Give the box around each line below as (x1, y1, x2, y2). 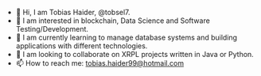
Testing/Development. (15, 25, 89, 33)
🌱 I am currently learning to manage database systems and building (15, 32, 237, 42)
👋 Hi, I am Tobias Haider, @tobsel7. (15, 8, 130, 17)
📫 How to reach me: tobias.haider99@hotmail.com (15, 59, 185, 67)
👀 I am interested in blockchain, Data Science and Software (15, 16, 211, 25)
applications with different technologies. (15, 41, 148, 51)
